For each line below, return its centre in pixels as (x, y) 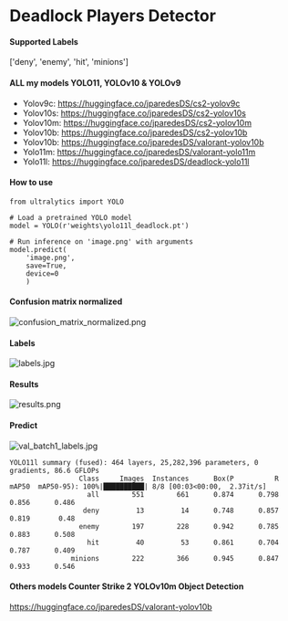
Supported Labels (44, 41)
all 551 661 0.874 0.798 (183, 494)
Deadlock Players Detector (113, 16)
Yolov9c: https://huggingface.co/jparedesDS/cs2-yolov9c (131, 103)
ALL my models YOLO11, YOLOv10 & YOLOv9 (95, 82)
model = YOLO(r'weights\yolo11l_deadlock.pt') (99, 226)
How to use (31, 183)
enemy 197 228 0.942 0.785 (179, 526)
